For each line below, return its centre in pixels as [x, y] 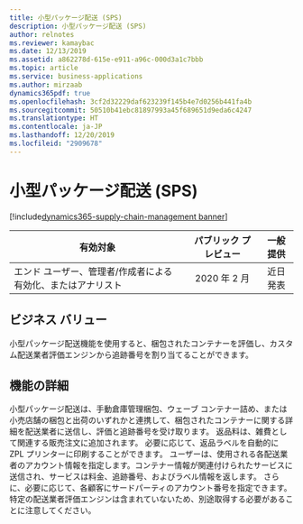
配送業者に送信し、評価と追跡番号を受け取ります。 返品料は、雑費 [148, 432]
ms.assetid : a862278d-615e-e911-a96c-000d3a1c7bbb [106, 60]
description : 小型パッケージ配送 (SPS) [78, 26]
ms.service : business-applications [76, 77]
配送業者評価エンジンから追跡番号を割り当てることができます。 [135, 354]
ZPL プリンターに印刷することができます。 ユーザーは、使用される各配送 [145, 454]
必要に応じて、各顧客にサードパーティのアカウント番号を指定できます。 [158, 488]
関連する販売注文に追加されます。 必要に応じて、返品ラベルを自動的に [148, 443]
